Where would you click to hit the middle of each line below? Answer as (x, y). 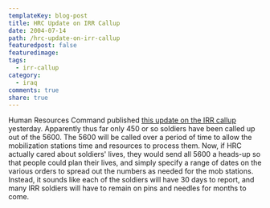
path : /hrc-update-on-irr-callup (64, 38)
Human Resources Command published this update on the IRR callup (123, 120)
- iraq (27, 82)
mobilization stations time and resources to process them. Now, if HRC (125, 146)
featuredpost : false (43, 46)
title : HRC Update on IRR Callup (64, 23)
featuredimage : (34, 53)
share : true (28, 98)
